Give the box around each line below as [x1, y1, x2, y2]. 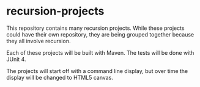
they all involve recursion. [6, 37, 71, 44]
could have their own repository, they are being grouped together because [6, 30, 194, 38]
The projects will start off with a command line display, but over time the [6, 67, 188, 74]
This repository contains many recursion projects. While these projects [6, 24, 185, 32]
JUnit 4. [6, 55, 26, 63]
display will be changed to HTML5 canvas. [6, 74, 113, 81]
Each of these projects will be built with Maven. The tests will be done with [6, 49, 194, 56]
